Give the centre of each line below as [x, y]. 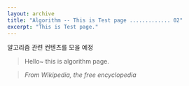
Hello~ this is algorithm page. [67, 62]
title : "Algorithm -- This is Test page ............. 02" [95, 20]
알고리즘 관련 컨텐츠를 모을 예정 [50, 48]
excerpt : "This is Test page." [53, 27]
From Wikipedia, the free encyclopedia [80, 75]
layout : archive [31, 14]
